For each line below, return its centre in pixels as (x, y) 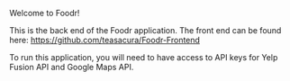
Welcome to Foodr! (45, 13)
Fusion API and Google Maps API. (72, 67)
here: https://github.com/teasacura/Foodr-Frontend (105, 40)
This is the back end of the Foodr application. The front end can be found (145, 30)
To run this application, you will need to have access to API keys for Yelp (144, 57)
